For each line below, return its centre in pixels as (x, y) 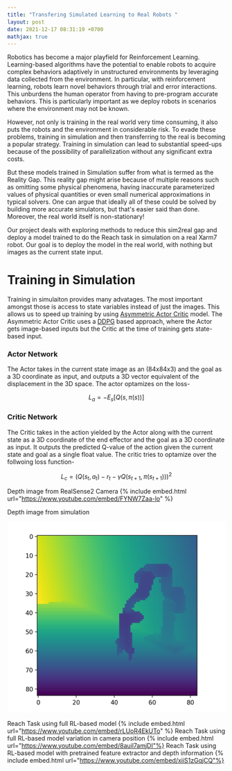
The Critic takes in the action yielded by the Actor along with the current (110, 432)
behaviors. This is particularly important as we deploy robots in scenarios (112, 101)
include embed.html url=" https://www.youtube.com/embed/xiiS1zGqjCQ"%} (116, 760)
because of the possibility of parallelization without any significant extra (110, 152)
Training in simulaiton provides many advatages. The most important (105, 300)
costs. (16, 159)
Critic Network (32, 417)
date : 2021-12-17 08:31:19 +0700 (55, 29)
